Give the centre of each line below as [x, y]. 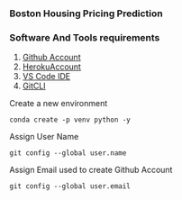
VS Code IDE [46, 77]
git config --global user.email [70, 186]
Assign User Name [44, 137]
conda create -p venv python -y [70, 120]
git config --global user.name [68, 153]
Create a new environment [59, 104]
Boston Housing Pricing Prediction [86, 14]
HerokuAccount [51, 67]
